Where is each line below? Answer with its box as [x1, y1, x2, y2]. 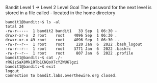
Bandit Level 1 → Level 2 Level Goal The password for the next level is [5, 5, 152, 10]
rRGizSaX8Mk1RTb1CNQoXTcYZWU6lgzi [5, 60, 79, 65]
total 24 [5, 24, 24, 29]
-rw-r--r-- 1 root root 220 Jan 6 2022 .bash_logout [5, 42, 143, 47]
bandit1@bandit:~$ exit [5, 64, 56, 69]
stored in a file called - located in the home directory [5, 10, 116, 16]
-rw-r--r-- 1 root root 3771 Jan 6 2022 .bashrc [5, 46, 131, 51]
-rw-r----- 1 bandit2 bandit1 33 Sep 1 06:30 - [5, 29, 117, 34]
